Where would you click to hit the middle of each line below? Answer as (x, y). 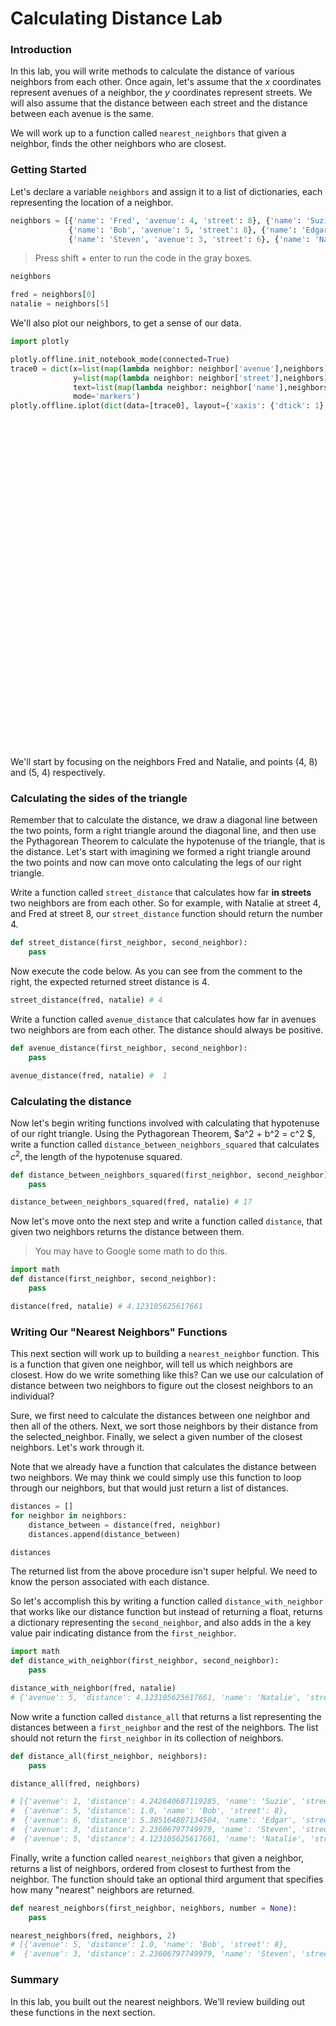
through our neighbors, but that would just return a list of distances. (149, 1488)
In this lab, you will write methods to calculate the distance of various (152, 71)
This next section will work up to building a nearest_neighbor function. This (165, 1354)
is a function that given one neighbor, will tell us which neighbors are (151, 1364)
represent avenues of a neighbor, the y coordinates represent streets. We (161, 93)
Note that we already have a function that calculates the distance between (163, 1467)
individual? (32, 1396)
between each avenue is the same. (82, 114)
